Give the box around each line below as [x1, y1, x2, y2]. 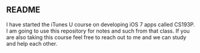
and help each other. [6, 40, 58, 47]
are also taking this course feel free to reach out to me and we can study [6, 33, 187, 41]
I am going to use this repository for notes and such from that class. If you [6, 27, 190, 34]
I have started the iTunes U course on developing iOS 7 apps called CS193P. [6, 20, 195, 28]
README [6, 5, 40, 15]
